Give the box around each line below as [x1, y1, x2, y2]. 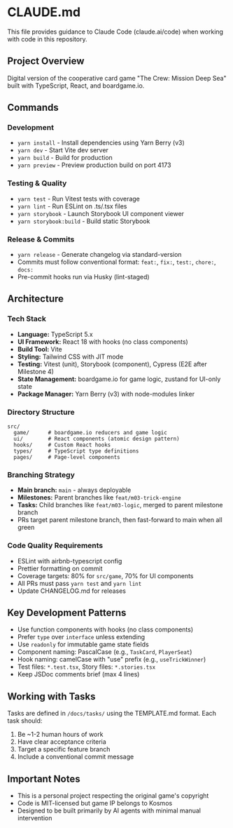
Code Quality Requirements [7, 541, 104, 551]
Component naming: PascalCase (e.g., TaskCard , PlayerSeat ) [17, 648, 192, 656]
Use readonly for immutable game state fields [17, 640, 149, 649]
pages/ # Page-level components [13, 454, 120, 461]
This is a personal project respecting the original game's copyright [17, 792, 209, 800]
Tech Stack [7, 314, 47, 323]
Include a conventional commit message [17, 752, 134, 761]
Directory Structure [7, 407, 75, 417]
